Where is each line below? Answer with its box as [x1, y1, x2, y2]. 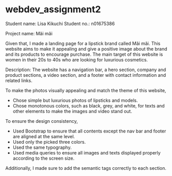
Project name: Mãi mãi [5, 30, 53, 36]
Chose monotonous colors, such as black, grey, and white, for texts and [12, 102, 165, 108]
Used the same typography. [12, 144, 72, 150]
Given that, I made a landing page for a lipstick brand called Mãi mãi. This [5, 40, 161, 47]
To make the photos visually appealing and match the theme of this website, [5, 87, 166, 93]
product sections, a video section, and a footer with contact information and [5, 72, 166, 78]
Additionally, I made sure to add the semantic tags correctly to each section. [5, 165, 167, 171]
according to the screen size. [12, 155, 75, 161]
